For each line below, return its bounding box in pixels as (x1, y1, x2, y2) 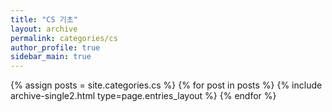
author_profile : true (10, 42, 101, 53)
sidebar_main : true (10, 52, 92, 62)
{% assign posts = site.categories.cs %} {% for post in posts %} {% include (10, 79, 323, 91)
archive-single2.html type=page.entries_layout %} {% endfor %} (10, 90, 277, 102)
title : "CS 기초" (10, 14, 78, 25)
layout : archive (10, 24, 78, 34)
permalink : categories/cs (10, 33, 118, 43)
